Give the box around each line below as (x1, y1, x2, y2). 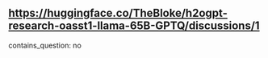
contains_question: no (8, 40, 82, 50)
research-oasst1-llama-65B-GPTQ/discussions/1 (8, 19, 260, 33)
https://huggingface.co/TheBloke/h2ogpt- (8, 6, 228, 20)
